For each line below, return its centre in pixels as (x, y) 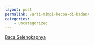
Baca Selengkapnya (25, 37)
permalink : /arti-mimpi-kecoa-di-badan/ (47, 14)
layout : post (19, 10)
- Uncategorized (31, 23)
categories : (17, 19)
